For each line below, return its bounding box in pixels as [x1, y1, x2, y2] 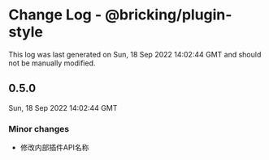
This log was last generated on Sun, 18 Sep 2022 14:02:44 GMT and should [8, 49, 262, 59]
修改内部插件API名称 [20, 143, 89, 153]
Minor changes [8, 123, 70, 134]
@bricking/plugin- [104, 6, 232, 24]
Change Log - [8, 6, 102, 24]
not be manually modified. [8, 58, 96, 68]
